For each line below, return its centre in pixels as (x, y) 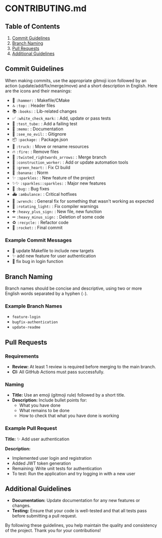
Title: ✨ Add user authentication (37, 439)
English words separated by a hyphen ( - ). (46, 293)
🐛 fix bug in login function (38, 261)
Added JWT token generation (41, 463)
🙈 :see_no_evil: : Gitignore (39, 134)
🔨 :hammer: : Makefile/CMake (41, 100)
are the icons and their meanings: (38, 91)
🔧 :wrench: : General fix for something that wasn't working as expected (83, 201)
